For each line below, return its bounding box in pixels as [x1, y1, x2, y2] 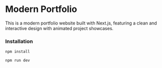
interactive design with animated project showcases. [5, 25, 113, 31]
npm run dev [5, 58, 30, 63]
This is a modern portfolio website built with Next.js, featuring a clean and [5, 20, 157, 26]
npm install [5, 49, 30, 54]
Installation [5, 37, 33, 44]
